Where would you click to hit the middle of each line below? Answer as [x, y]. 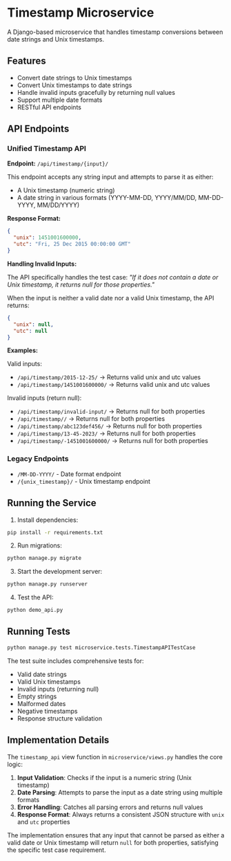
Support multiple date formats [60, 100]
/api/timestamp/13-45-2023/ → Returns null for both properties [107, 433]
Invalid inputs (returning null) [58, 689]
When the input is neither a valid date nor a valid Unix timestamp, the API [111, 298]
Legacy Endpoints [38, 459]
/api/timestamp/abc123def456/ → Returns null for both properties [109, 426]
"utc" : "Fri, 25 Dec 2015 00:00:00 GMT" [72, 244]
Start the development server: [60, 572]
